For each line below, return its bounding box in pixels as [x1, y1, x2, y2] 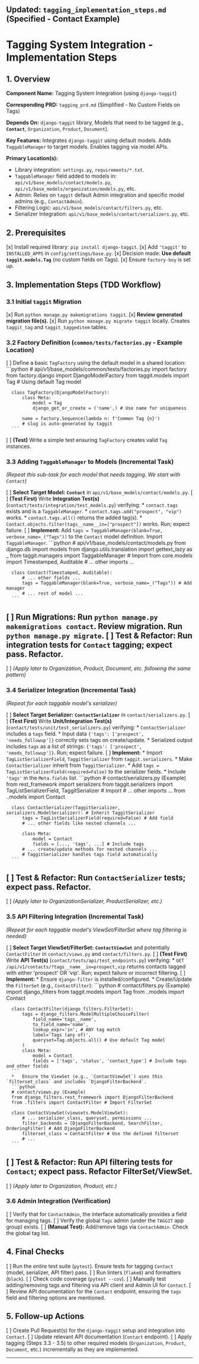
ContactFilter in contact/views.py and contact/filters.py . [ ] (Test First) [6, 950, 188, 957]
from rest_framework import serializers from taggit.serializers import [6, 781, 173, 788]
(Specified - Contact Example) [6, 14, 120, 24]
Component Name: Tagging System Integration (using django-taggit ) [6, 90, 177, 97]
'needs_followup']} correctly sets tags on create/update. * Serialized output [6, 736, 193, 743]
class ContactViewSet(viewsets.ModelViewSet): [11, 1110, 129, 1116]
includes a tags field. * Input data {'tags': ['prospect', [6, 730, 145, 737]
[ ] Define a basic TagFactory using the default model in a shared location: [6, 359, 186, 367]
